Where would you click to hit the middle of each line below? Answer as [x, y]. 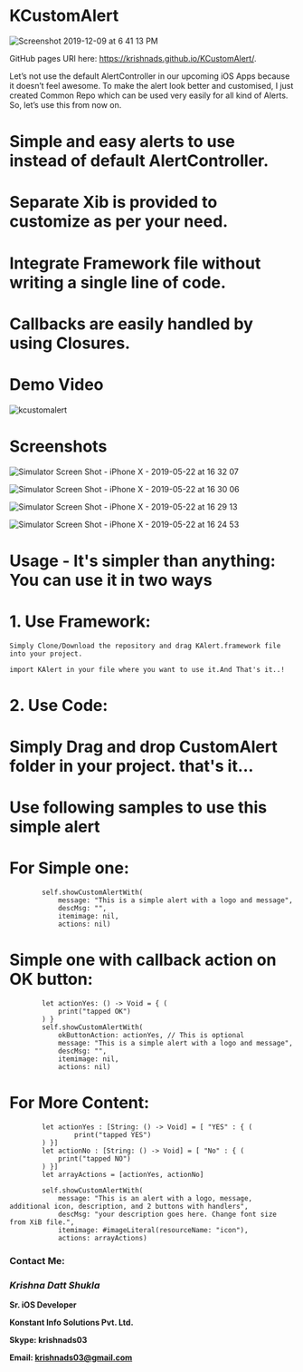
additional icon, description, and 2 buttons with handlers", [129, 1207]
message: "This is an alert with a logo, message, [155, 1199]
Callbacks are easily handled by [131, 324]
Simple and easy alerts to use [122, 142]
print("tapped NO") [94, 1159]
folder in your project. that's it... [132, 766]
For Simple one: [69, 868]
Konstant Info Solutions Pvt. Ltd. [71, 1323]
